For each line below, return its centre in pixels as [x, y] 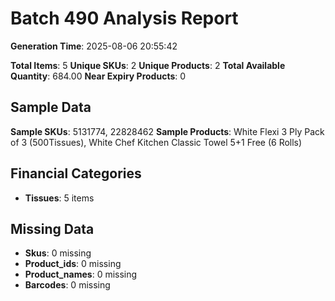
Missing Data [52, 228]
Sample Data [51, 107]
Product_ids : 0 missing [73, 264]
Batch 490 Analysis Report [124, 18]
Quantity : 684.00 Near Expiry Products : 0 [98, 76]
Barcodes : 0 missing [67, 285]
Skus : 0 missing [58, 253]
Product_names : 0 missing [81, 274]
